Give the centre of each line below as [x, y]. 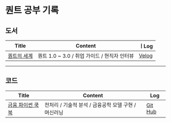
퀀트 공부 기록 [32, 10]
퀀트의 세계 [20, 56]
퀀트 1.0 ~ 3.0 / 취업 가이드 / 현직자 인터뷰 [85, 56]
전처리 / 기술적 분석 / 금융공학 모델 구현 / [90, 105]
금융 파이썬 [20, 105]
